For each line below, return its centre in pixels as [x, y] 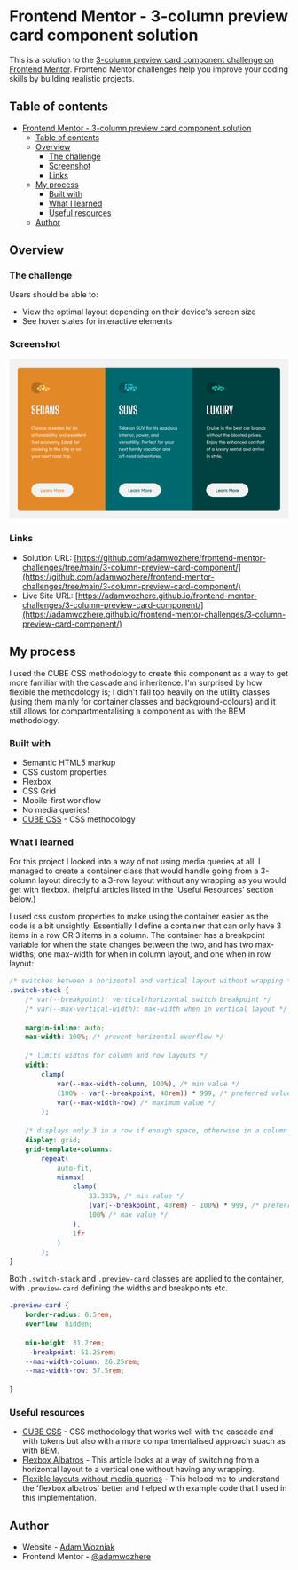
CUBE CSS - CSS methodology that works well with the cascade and [148, 1432]
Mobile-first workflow [62, 800]
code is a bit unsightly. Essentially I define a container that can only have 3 [145, 926]
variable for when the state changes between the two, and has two [131, 945]
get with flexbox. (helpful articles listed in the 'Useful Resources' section [141, 890]
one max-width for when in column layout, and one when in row [155, 954]
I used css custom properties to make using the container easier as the [139, 917]
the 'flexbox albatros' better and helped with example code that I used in [154, 1488]
